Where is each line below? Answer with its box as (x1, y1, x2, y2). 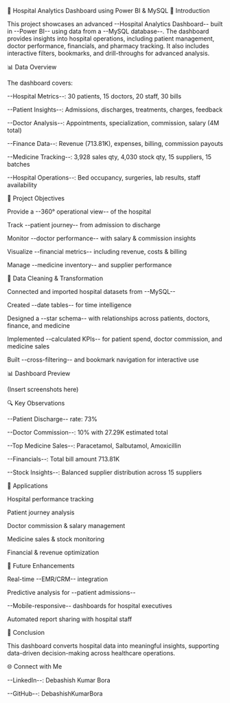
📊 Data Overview (7, 63, 57, 71)
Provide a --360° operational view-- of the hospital (7, 207, 151, 216)
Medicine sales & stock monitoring (7, 535, 105, 543)
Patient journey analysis (7, 508, 75, 516)
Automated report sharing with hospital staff (7, 615, 133, 623)
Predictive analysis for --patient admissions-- (7, 589, 136, 596)
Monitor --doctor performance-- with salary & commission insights (7, 234, 196, 242)
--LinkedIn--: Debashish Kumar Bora (7, 676, 111, 684)
